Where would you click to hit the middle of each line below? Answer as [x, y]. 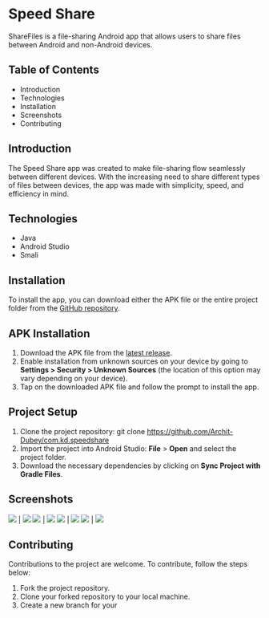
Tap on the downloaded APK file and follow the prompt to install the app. [139, 387]
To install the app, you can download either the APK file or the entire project [133, 300]
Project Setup [43, 412]
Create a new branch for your [68, 605]
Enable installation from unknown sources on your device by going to [134, 361]
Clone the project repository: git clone [82, 431]
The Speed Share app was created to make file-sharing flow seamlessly [127, 168]
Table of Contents [54, 70]
